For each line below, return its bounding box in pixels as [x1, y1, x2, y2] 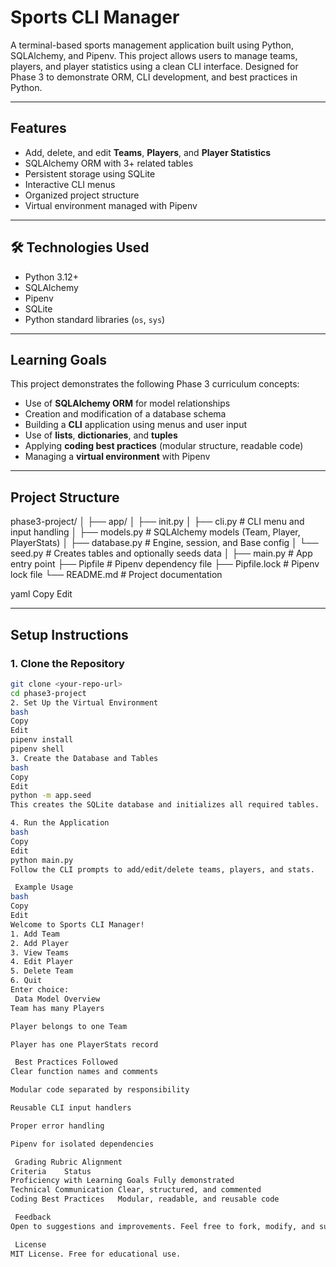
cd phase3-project [10, 688, 87, 698]
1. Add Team [10, 929, 60, 939]
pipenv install [10, 735, 74, 745]
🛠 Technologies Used [10, 239, 150, 256]
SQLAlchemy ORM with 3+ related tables [24, 157, 194, 169]
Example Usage [14, 882, 74, 893]
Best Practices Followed [14, 1057, 118, 1068]
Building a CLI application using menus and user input [24, 419, 248, 431]
